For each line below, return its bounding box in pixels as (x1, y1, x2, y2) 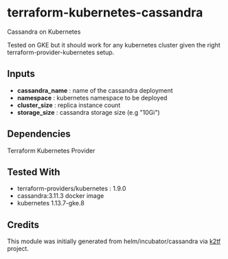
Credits (7, 218, 40, 231)
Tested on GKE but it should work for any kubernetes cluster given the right (7, 41, 221, 49)
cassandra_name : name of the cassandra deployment (16, 86, 173, 94)
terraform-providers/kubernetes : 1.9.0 (16, 184, 126, 193)
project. (7, 245, 30, 253)
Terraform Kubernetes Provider (7, 146, 95, 155)
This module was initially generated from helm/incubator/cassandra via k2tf (7, 237, 221, 245)
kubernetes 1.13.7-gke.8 (16, 199, 84, 207)
